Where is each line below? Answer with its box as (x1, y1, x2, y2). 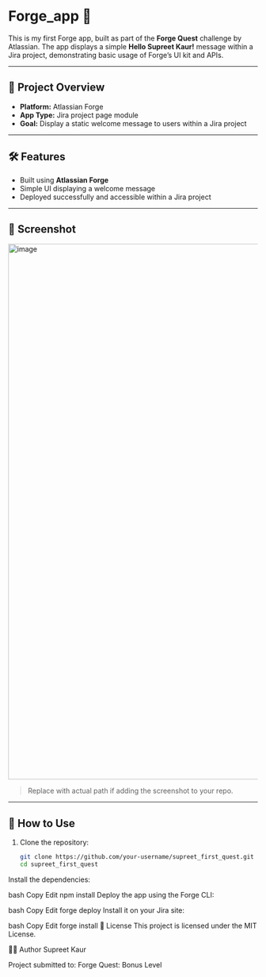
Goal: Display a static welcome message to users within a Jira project (19, 118, 247, 128)
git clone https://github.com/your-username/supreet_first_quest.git (19, 853, 255, 861)
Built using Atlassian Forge (19, 175, 109, 185)
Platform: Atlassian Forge (19, 102, 104, 111)
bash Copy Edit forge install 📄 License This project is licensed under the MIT (8, 921, 257, 930)
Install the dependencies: (8, 875, 91, 884)
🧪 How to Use (8, 817, 75, 830)
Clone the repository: (19, 837, 89, 848)
